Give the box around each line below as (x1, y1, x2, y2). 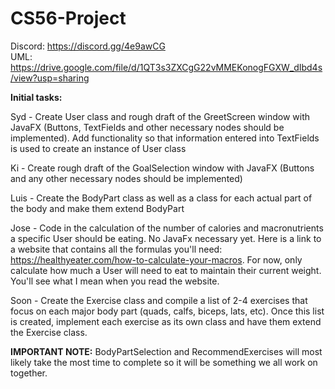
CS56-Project (10, 7, 127, 30)
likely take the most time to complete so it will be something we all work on (10, 356, 318, 368)
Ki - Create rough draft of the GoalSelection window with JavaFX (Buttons (10, 162, 315, 174)
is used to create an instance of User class (10, 142, 187, 154)
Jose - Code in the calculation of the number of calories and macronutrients (10, 222, 324, 234)
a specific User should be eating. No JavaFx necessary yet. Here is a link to (10, 232, 322, 244)
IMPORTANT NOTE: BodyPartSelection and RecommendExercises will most (10, 345, 323, 357)
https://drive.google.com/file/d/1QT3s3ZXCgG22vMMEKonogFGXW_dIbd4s (10, 61, 323, 73)
